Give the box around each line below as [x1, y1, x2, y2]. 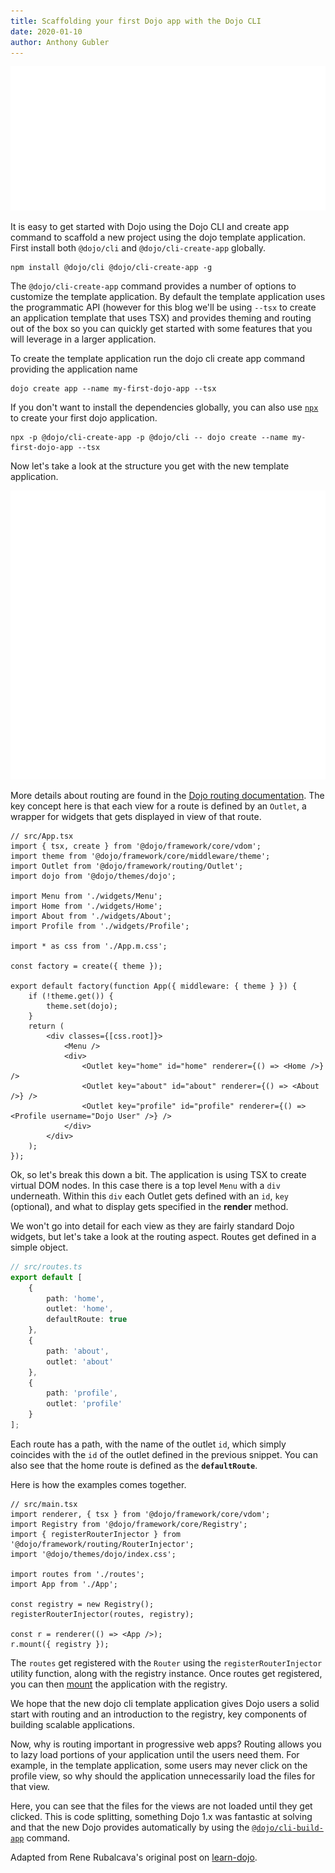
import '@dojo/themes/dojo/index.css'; [10, 1549, 177, 1559]
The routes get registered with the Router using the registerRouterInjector [10, 1656, 323, 1669]
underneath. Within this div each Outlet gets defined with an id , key [10, 1190, 289, 1202]
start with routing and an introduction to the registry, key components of [10, 1708, 308, 1720]
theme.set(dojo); [46, 1001, 118, 1011]
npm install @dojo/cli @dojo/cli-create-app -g [10, 263, 213, 273]
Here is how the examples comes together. [10, 1478, 187, 1490]
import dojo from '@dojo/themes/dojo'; [10, 871, 177, 881]
